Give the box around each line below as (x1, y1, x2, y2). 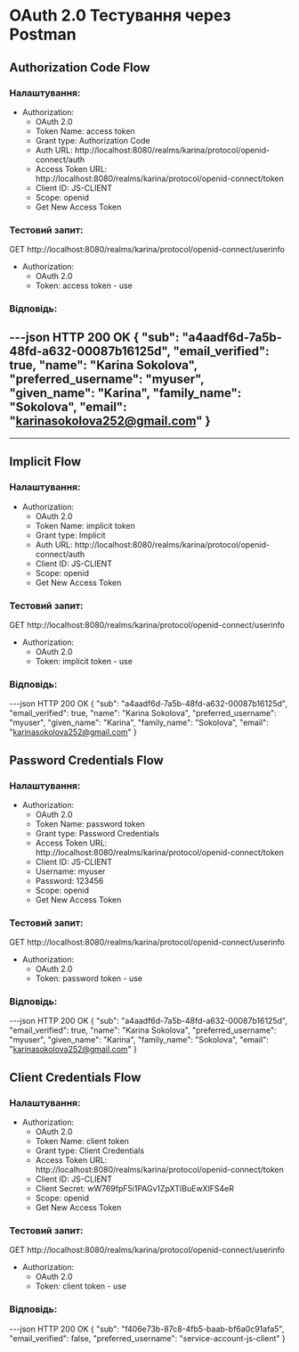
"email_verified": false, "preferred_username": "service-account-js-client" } (9, 1332, 287, 1343)
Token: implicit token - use (35, 655, 133, 666)
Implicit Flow (9, 454, 82, 469)
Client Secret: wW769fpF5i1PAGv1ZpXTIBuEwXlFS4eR (35, 1183, 234, 1194)
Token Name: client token (35, 1136, 129, 1147)
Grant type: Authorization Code (35, 135, 150, 145)
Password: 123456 (35, 875, 104, 886)
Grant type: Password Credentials (35, 828, 160, 838)
